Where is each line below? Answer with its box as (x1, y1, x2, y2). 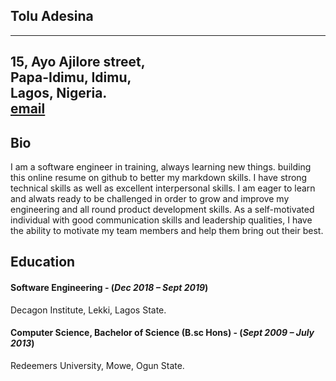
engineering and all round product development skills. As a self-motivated (10, 204, 315, 216)
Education (10, 254, 76, 271)
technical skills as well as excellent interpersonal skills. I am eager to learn (10, 182, 316, 194)
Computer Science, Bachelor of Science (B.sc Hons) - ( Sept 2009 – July (10, 327, 315, 339)
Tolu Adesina (10, 8, 94, 25)
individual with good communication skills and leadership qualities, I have (10, 214, 313, 226)
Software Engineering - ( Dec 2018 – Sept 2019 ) (10, 282, 209, 293)
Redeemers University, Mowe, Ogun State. (10, 359, 185, 371)
